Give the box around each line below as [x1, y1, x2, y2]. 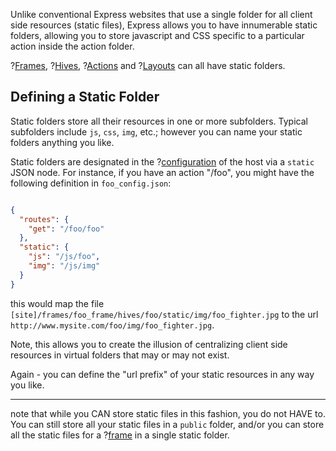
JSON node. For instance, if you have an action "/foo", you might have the [10, 166, 315, 178]
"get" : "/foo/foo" [28, 224, 105, 234]
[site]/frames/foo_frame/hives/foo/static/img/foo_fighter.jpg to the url [10, 308, 319, 320]
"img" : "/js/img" [28, 261, 101, 271]
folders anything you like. [10, 136, 115, 148]
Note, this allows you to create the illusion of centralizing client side [10, 338, 288, 350]
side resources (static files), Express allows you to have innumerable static [10, 19, 318, 31]
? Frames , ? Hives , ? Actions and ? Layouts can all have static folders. [10, 60, 286, 71]
